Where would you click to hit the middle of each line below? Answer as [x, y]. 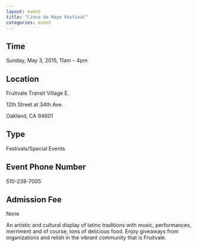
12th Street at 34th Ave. [35, 104]
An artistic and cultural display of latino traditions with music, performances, [99, 225]
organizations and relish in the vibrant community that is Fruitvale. [86, 238]
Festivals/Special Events [36, 148]
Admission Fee [34, 200]
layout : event [24, 11]
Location [23, 79]
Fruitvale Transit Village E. [38, 93]
